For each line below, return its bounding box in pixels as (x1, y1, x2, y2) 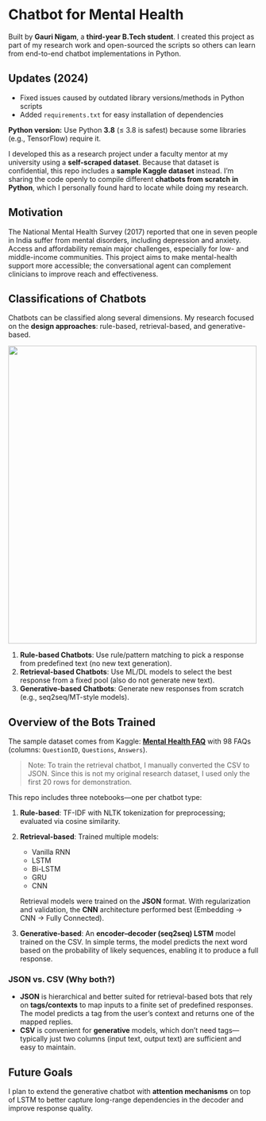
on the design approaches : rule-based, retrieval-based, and (8, 322, 206, 331)
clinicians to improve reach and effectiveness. (8, 269, 159, 279)
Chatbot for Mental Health (8, 6, 184, 24)
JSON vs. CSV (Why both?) (8, 974, 115, 985)
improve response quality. (8, 1104, 94, 1113)
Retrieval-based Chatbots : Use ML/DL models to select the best (19, 667, 233, 677)
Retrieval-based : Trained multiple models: (19, 832, 159, 841)
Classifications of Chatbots (8, 292, 147, 305)
